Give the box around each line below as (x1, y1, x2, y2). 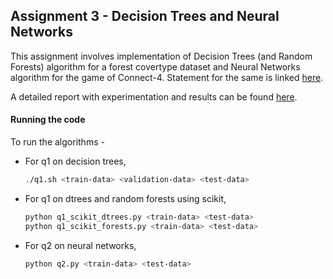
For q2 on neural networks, (24, 239, 137, 251)
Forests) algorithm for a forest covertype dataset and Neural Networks (10, 60, 301, 73)
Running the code (10, 114, 86, 126)
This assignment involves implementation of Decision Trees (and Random (10, 50, 313, 62)
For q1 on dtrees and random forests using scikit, (24, 192, 227, 204)
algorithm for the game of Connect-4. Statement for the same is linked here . (10, 71, 324, 83)
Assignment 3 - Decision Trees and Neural (10, 8, 280, 25)
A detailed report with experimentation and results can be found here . (10, 90, 298, 103)
